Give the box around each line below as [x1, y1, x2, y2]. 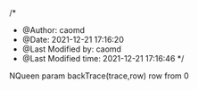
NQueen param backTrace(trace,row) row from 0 [9, 70, 189, 81]
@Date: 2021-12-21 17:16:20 [21, 35, 125, 45]
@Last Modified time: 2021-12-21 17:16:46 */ [21, 53, 185, 63]
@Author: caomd [21, 25, 85, 35]
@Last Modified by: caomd [21, 44, 122, 54]
